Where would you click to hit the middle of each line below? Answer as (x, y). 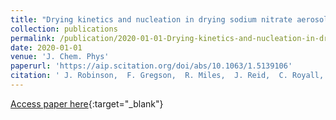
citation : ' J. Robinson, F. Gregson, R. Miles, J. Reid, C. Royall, (167, 76)
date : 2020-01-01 (46, 47)
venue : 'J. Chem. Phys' (60, 57)
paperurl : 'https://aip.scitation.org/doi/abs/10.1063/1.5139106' (151, 66)
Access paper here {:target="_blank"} (87, 103)
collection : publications (64, 29)
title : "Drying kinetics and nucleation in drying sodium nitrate (151, 19)
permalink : (33, 38)
